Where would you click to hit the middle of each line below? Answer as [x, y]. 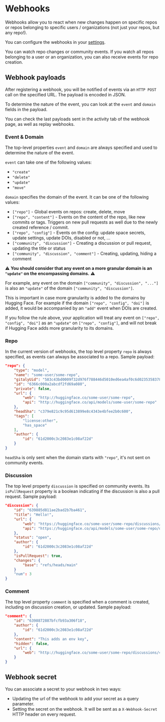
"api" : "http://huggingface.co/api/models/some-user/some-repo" [90, 403]
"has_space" [35, 425]
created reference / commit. [41, 228]
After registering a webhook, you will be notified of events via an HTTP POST [81, 89]
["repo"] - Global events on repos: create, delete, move [69, 212]
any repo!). [16, 32]
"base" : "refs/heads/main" [50, 565]
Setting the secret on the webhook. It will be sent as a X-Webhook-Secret [85, 709]
